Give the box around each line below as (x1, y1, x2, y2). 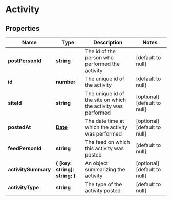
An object (85, 160, 109, 167)
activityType (8, 184, 39, 191)
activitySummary (8, 166, 51, 173)
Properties (5, 24, 40, 33)
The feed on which (85, 139, 131, 145)
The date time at (85, 118, 124, 124)
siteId (8, 100, 22, 106)
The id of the (85, 48, 116, 55)
